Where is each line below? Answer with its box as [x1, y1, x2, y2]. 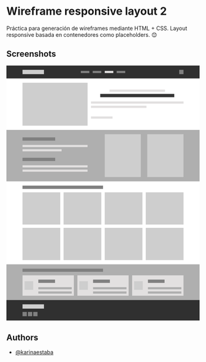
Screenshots [6, 49, 56, 59]
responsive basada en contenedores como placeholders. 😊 [6, 31, 158, 38]
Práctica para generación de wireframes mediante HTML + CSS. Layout [6, 25, 188, 32]
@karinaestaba [15, 349, 54, 356]
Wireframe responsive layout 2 [6, 4, 167, 18]
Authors [6, 333, 39, 343]
